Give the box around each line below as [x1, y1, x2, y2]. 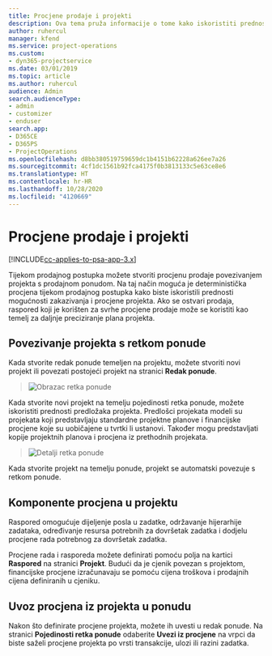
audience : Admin [8, 87, 63, 96]
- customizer [8, 110, 53, 118]
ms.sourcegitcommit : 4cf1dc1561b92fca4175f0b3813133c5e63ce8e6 [8, 163, 227, 171]
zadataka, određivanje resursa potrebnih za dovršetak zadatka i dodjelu [8, 526, 248, 535]
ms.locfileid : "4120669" [8, 192, 92, 201]
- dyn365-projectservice [8, 58, 92, 66]
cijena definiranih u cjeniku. [8, 576, 100, 586]
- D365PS [8, 139, 38, 148]
